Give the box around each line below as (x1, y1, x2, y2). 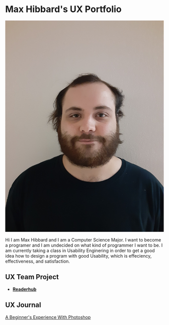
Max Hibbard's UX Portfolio (5, 4, 122, 15)
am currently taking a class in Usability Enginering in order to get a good (5, 248, 155, 254)
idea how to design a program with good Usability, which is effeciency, (5, 253, 152, 259)
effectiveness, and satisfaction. (5, 258, 70, 264)
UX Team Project (5, 273, 59, 281)
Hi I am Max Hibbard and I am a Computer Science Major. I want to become (5, 236, 161, 242)
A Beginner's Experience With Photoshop (5, 314, 91, 320)
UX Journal (5, 301, 41, 309)
